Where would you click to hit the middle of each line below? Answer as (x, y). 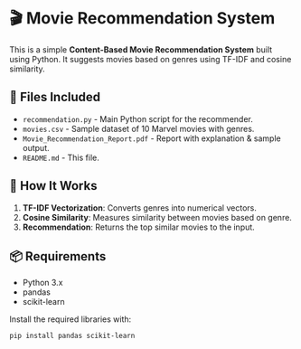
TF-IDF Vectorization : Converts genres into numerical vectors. (140, 208)
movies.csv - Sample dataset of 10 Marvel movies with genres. (138, 128)
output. (36, 147)
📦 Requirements (58, 256)
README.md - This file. (61, 157)
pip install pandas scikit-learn (72, 336)
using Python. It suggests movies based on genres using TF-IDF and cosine (150, 59)
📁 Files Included (55, 97)
